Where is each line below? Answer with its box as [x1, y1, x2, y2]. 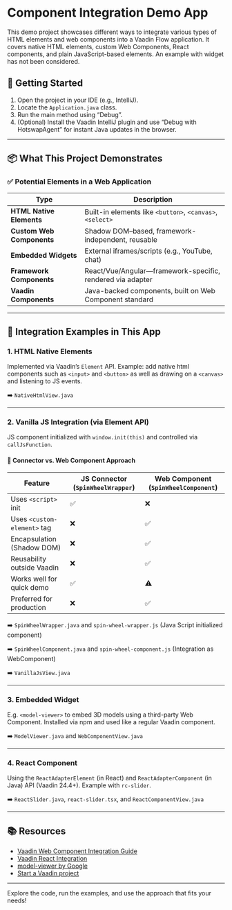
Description [133, 195, 173, 204]
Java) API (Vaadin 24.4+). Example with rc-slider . [7, 781, 152, 789]
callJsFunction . [7, 440, 53, 448]
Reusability [10, 554, 47, 563]
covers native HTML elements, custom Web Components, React [7, 42, 189, 51]
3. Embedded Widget [7, 694, 79, 704]
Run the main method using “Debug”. [17, 110, 123, 119]
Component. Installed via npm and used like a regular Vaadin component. [7, 717, 215, 726]
